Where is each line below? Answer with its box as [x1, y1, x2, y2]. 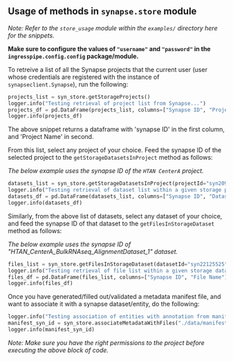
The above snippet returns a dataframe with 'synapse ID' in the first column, [8, 125, 225, 133]
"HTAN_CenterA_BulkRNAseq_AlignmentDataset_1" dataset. [8, 247, 178, 255]
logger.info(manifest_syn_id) [8, 326, 95, 333]
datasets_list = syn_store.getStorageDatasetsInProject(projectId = [8, 180, 207, 187]
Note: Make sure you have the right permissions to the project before [8, 338, 205, 346]
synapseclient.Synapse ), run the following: [8, 80, 129, 89]
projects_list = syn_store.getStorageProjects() [8, 93, 151, 100]
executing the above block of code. [8, 346, 109, 354]
